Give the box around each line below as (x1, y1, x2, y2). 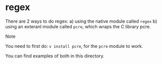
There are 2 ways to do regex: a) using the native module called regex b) (5, 18, 157, 24)
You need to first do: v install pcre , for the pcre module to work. (5, 43, 144, 49)
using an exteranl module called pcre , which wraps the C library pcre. (5, 23, 151, 29)
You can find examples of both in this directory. (5, 52, 104, 59)
